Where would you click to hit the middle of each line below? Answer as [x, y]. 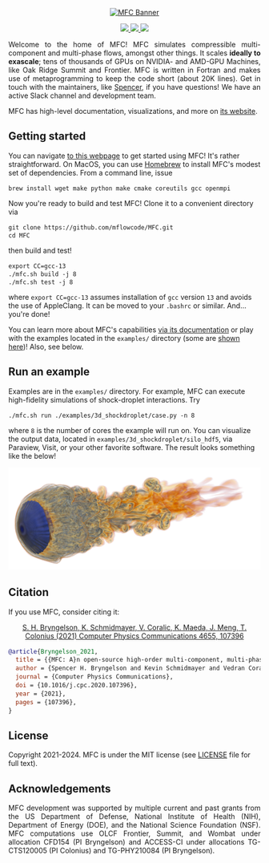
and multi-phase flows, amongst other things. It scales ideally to [154, 53]
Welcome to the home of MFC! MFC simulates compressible [122, 45]
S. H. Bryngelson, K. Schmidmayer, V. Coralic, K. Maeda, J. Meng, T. [134, 627]
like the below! [32, 456]
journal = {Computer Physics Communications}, [94, 677]
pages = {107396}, [46, 702]
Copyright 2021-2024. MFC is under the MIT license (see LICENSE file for [129, 755]
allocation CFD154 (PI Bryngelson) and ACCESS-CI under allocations [126, 842]
